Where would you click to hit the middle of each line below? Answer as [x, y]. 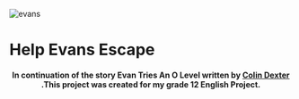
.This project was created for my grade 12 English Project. [151, 84]
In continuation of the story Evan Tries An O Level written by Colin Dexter [151, 75]
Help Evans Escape [82, 50]
